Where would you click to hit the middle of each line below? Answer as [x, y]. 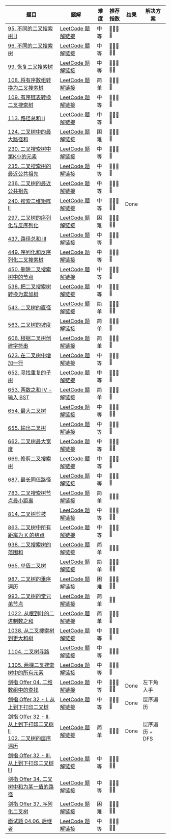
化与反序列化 [23, 225]
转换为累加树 [23, 294]
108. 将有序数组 [27, 80]
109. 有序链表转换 [30, 97]
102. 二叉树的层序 [30, 738]
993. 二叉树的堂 [27, 596]
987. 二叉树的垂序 [30, 579]
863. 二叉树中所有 [30, 527]
